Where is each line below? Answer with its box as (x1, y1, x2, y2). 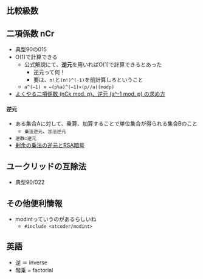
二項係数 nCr (6, 28, 55, 38)
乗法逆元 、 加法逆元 (24, 127, 66, 135)
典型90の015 (15, 46, 47, 53)
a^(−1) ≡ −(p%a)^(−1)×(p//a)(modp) (24, 84, 114, 90)
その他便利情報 (6, 198, 63, 208)
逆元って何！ (33, 69, 66, 76)
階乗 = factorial (15, 266, 53, 274)
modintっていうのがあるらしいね (15, 216, 97, 223)
